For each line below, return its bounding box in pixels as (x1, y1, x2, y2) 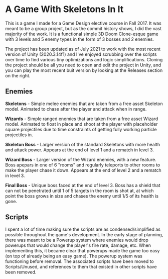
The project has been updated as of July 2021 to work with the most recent (5, 46, 161, 52)
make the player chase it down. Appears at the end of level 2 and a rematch (5, 167, 161, 173)
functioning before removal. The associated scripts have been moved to (5, 258, 154, 264)
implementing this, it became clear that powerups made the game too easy (5, 247, 160, 253)
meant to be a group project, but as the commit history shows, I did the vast (5, 25, 162, 31)
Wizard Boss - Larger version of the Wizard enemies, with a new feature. (5, 156, 156, 162)
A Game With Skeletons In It (5, 4, 124, 15)
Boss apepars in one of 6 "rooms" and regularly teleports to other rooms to (5, 162, 160, 168)
